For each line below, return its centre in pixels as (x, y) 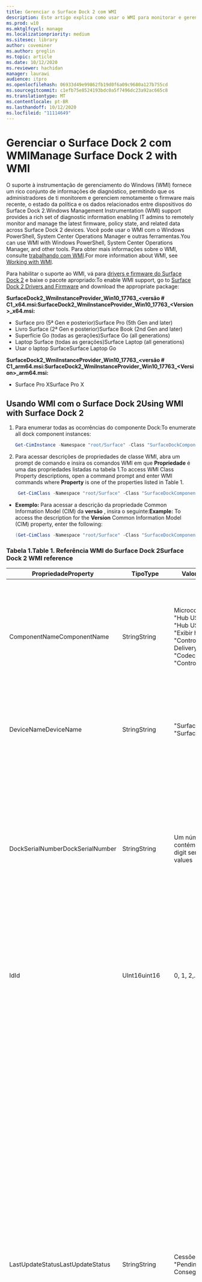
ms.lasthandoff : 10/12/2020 (41, 107)
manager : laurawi (28, 74)
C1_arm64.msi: (26, 366)
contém (185, 845)
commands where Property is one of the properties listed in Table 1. (99, 482)
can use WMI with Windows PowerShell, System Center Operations (90, 243)
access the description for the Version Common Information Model (98, 517)
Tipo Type (145, 574)
